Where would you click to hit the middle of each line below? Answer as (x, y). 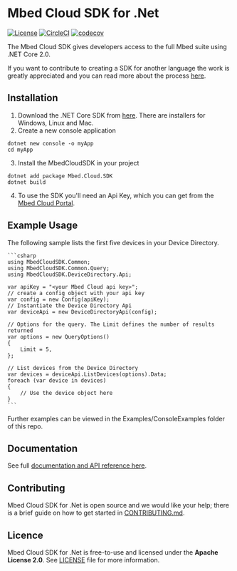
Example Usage (43, 226)
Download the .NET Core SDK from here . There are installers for (111, 115)
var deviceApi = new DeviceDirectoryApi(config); (83, 312)
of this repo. (25, 426)
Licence (26, 535)
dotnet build (27, 182)
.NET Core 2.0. (29, 54)
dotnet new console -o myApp (51, 143)
